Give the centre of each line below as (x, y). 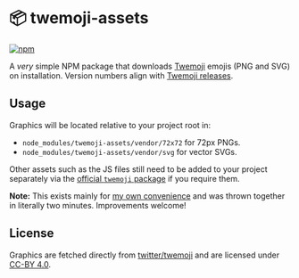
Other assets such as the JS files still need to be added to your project (138, 169)
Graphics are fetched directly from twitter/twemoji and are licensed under (144, 255)
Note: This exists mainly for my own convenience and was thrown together (147, 196)
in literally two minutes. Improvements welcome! (98, 205)
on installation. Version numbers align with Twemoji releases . (121, 75)
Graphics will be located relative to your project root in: (110, 125)
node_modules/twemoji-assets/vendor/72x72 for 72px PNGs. (131, 142)
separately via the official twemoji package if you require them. (125, 178)
